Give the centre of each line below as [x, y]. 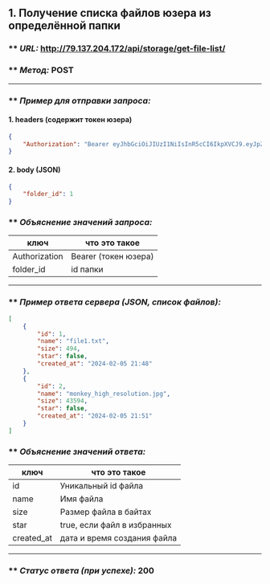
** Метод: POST [41, 70]
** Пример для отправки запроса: [80, 100]
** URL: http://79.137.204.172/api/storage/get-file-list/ [117, 49]
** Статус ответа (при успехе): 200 [82, 571]
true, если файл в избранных [116, 525]
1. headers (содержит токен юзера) [70, 120]
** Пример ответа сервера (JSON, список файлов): [115, 302]
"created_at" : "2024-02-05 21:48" [95, 364]
